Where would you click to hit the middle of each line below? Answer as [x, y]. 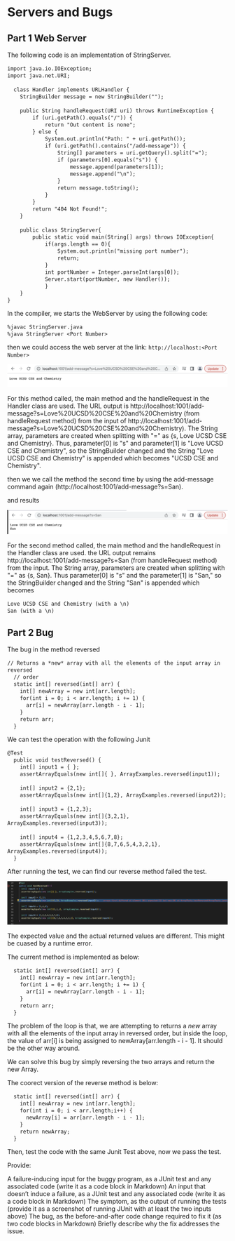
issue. [16, 1231]
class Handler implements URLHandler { [72, 90]
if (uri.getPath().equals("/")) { [83, 118]
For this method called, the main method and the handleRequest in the [108, 398]
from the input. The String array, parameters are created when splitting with [116, 568]
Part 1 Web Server [47, 38]
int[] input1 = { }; [50, 767]
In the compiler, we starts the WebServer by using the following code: [108, 313]
